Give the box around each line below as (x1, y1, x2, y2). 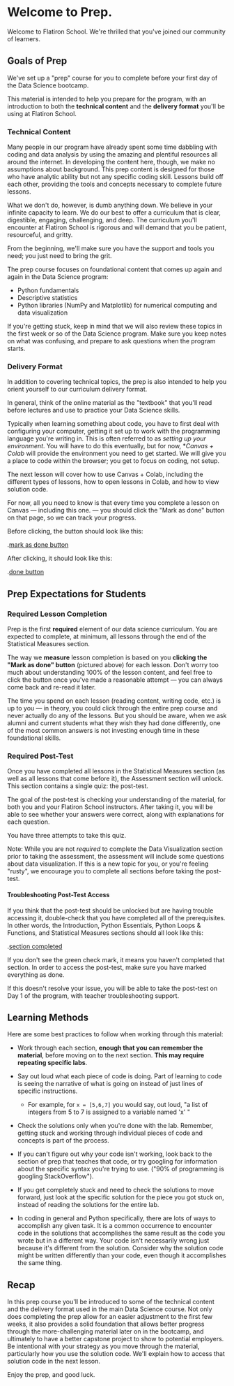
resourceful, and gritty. (7, 231, 73, 239)
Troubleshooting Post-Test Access (7, 890, 110, 899)
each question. (7, 817, 50, 826)
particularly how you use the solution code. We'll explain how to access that (7, 1350, 225, 1358)
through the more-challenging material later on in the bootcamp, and (7, 1327, 204, 1336)
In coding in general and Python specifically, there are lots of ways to (17, 1214, 216, 1222)
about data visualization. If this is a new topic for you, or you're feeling (7, 859, 209, 868)
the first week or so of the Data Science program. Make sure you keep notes (7, 329, 226, 338)
